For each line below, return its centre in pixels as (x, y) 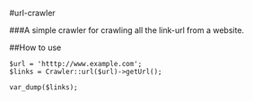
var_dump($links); (44, 88)
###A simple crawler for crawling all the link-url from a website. (127, 30)
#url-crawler (32, 13)
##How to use (35, 47)
